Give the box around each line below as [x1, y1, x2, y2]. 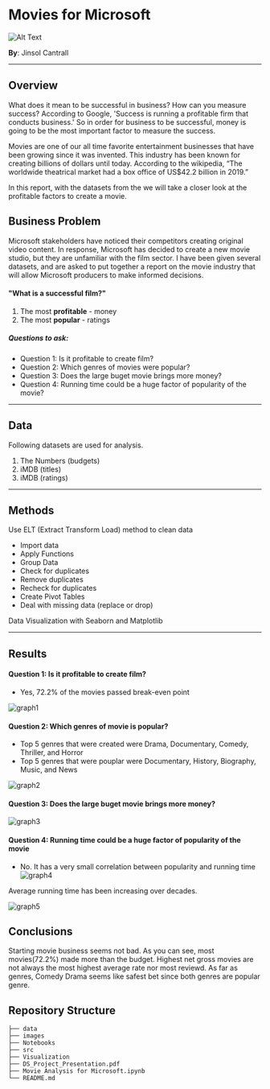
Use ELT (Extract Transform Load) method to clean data [8, 525, 194, 534]
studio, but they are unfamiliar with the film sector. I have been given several [8, 253, 261, 262]
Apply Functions [19, 549, 75, 559]
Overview [8, 79, 59, 93]
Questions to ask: [8, 333, 69, 343]
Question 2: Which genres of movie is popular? [8, 721, 169, 731]
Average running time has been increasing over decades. [8, 885, 198, 895]
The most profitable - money [19, 306, 117, 316]
